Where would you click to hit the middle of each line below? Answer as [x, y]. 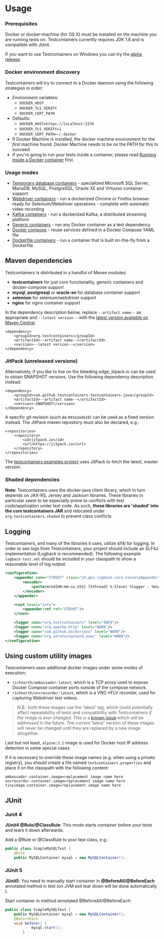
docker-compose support [38, 287]
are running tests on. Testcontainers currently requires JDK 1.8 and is [75, 40]
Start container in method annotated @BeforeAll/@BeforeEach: [68, 900]
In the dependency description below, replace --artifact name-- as [73, 312]
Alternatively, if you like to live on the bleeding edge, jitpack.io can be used [80, 371]
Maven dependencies [39, 261]
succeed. [21, 149]
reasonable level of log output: [36, 564]
